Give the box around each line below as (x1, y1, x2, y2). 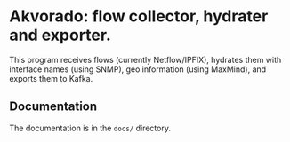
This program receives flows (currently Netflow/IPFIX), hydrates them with (9, 54, 282, 65)
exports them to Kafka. (9, 73, 93, 83)
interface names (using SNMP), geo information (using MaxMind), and (9, 64, 267, 75)
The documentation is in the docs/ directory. (9, 122, 172, 133)
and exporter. (9, 25, 111, 45)
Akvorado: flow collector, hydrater (9, 6, 269, 27)
